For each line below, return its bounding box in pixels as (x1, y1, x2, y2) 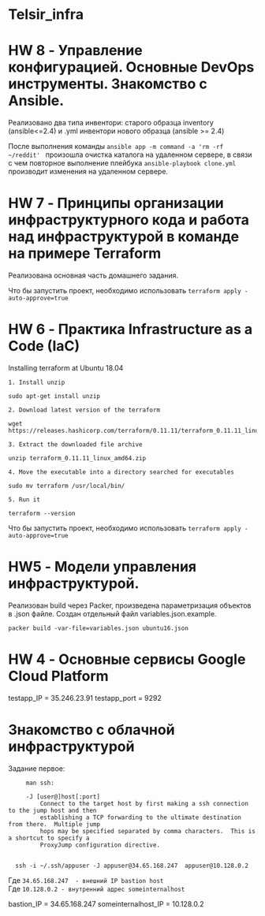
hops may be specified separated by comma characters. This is (39, 827, 256, 835)
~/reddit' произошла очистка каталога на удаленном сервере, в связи (8, 150, 252, 159)
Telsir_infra (8, 6, 84, 24)
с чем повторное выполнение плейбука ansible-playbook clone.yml (8, 158, 237, 168)
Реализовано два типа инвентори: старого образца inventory (8, 118, 215, 128)
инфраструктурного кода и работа (8, 211, 250, 229)
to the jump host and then (8, 806, 97, 814)
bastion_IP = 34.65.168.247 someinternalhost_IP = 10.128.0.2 (8, 899, 204, 908)
